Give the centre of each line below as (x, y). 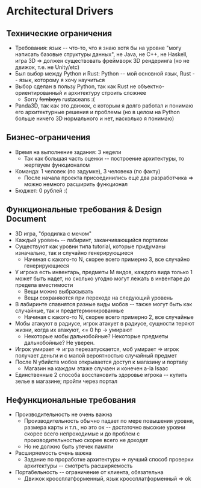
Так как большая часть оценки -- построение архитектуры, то (104, 158)
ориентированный (39, 93)
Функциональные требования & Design (84, 210)
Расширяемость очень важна (53, 453)
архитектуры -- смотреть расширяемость (78, 466)
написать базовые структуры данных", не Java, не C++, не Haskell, (101, 54)
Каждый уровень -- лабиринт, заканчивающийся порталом (91, 240)
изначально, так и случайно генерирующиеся (74, 252)
